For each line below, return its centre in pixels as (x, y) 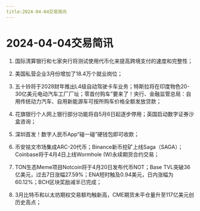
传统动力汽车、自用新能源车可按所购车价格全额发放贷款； (91, 101)
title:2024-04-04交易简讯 (37, 12)
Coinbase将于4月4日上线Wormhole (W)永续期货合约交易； (87, 154)
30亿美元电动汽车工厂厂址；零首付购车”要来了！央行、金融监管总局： (100, 94)
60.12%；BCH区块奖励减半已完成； (58, 182)
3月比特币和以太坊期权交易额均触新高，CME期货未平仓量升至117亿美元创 (104, 194)
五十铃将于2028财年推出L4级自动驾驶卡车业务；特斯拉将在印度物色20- (102, 86)
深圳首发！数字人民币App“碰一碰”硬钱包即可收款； (77, 134)
